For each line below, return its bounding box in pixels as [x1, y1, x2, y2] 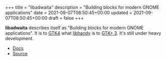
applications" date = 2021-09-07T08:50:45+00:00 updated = [5, 10, 132, 16]
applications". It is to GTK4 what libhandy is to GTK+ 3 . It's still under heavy [5, 30, 161, 36]
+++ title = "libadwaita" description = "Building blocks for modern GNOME [5, 5, 159, 10]
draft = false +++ [48, 15, 84, 21]
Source [12, 50, 28, 56]
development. [5, 35, 34, 41]
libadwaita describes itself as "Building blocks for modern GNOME [5, 25, 144, 31]
